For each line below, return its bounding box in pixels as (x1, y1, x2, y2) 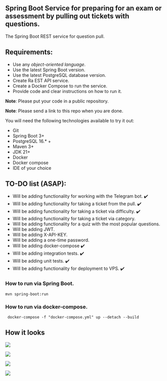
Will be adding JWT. (12, 226, 55, 232)
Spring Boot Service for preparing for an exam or (5, 4, 162, 13)
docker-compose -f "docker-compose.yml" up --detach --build (7, 315, 139, 320)
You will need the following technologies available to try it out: (5, 117, 135, 123)
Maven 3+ (12, 144, 34, 150)
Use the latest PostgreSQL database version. (12, 72, 106, 78)
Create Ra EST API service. (12, 77, 69, 83)
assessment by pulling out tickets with (5, 12, 130, 21)
